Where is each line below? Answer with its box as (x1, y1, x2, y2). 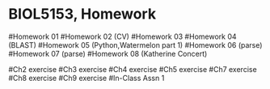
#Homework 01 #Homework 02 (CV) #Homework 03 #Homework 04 (8, 32, 237, 41)
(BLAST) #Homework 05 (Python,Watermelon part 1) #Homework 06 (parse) (8, 40, 263, 49)
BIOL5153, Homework (8, 5, 156, 23)
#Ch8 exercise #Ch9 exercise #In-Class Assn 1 (8, 73, 165, 83)
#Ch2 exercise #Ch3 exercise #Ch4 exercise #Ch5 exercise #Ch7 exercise (8, 64, 257, 74)
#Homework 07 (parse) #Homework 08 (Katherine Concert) (8, 49, 208, 58)
